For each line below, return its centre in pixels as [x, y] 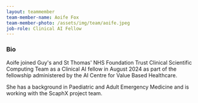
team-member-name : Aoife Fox [43, 17]
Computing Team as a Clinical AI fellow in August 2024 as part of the [91, 69]
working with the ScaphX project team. [54, 93]
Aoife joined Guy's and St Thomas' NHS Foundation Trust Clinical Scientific [99, 62]
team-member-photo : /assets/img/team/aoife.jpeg [68, 23]
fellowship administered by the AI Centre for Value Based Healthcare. [92, 75]
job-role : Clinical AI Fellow [44, 28]
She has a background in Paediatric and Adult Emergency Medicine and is [97, 87]
